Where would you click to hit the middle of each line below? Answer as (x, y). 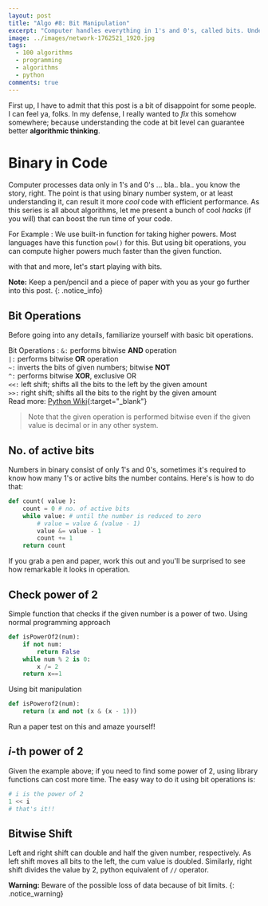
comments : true (33, 82)
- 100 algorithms (44, 53)
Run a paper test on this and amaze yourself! (82, 726)
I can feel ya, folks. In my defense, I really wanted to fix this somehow (122, 113)
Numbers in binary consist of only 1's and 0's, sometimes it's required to (127, 470)
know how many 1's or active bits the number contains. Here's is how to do (131, 478)
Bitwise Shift (41, 834)
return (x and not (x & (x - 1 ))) (80, 711)
